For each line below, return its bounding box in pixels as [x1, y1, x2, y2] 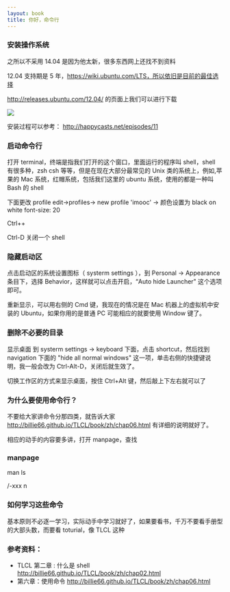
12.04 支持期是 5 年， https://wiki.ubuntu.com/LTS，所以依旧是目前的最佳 [7, 71, 213, 79]
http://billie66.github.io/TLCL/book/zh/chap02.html [16, 569, 162, 577]
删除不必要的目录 [7, 328, 64, 338]
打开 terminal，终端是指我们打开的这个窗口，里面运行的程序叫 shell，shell [7, 158, 216, 166]
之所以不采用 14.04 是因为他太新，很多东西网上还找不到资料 [7, 57, 176, 65]
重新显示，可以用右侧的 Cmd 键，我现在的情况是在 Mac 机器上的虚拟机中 [7, 301, 214, 309]
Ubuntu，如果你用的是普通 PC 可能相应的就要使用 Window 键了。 [20, 309, 205, 317]
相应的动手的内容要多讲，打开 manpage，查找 [7, 435, 138, 443]
